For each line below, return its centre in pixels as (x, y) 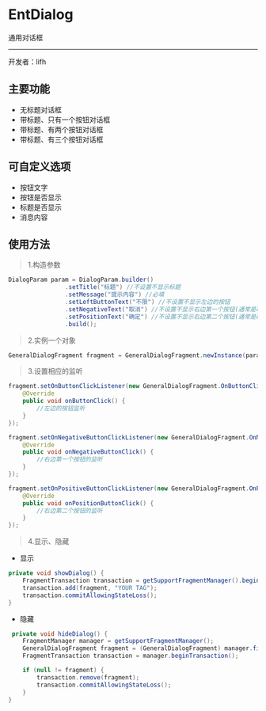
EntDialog (41, 15)
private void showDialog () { (56, 573)
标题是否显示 (40, 207)
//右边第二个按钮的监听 (70, 511)
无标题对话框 (40, 109)
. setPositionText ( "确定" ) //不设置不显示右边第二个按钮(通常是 (160, 317)
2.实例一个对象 (52, 340)
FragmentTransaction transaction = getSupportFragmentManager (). (133, 580)
